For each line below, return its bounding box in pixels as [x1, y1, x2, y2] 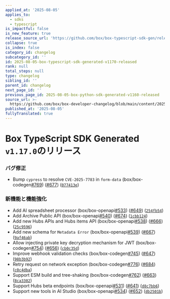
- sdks [10, 17, 24, 22]
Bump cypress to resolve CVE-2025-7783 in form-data [12, 176, 121, 182]
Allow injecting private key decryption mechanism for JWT [12, 239, 135, 246]
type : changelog [5, 73, 39, 79]
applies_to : [5, 12, 30, 17]
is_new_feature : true [5, 31, 51, 36]
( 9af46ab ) [12, 234, 32, 240]
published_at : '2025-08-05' [5, 106, 65, 111]
